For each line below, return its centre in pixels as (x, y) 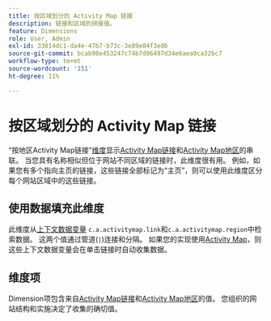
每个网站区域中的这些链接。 (55, 180)
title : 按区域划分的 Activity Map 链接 (71, 16)
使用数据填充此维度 (56, 208)
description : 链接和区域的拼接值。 (62, 24)
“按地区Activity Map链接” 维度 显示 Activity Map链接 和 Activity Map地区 (124, 150)
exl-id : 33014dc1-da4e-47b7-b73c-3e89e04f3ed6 (88, 46)
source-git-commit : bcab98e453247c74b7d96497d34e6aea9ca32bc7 (115, 53)
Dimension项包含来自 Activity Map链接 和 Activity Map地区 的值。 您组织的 (129, 299)
